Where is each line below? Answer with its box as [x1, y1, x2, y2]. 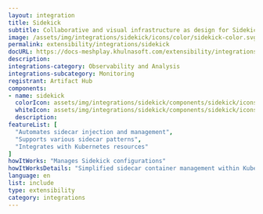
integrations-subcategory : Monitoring [8, 70, 135, 78]
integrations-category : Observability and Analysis [8, 63, 180, 71]
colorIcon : [15, 99, 51, 107]
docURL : [8, 48, 34, 56]
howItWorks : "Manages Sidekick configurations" [8, 158, 167, 165]
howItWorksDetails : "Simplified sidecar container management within [8, 165, 240, 172]
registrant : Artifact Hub [8, 77, 92, 85]
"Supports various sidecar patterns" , [15, 135, 142, 143]
